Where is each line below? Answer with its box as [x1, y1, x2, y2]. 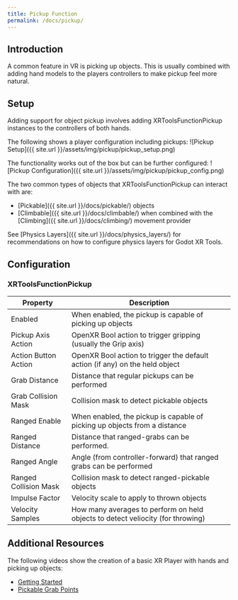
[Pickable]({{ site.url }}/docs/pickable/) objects [17, 201, 154, 210]
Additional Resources [7, 538, 104, 550]
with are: [7, 188, 33, 196]
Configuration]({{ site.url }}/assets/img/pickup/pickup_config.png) [30, 166, 225, 175]
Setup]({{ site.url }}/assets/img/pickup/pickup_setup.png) [7, 145, 176, 154]
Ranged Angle [11, 456, 58, 466]
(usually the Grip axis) [71, 339, 145, 349]
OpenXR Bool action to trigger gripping [71, 330, 200, 340]
